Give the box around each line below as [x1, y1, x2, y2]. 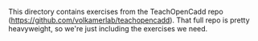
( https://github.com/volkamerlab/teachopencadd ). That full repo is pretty [8, 15, 251, 25]
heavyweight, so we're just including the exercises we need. [8, 24, 208, 33]
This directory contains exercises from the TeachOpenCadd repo [8, 7, 223, 16]
